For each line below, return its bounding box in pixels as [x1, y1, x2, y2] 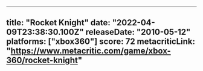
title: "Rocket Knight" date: [6, 17, 111, 28]
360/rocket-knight [6, 55, 79, 66]
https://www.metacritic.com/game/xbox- [10, 46, 171, 56]
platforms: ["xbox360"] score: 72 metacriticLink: [6, 37, 195, 47]
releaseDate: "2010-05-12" [85, 27, 191, 37]
